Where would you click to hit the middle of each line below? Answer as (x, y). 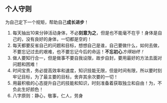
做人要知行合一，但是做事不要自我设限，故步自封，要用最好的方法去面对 (87, 58)
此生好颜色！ (30, 89)
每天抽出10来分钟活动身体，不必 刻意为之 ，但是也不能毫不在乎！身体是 (85, 33)
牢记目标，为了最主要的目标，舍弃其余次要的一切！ (65, 76)
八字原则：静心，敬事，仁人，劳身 (48, 95)
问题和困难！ (26, 64)
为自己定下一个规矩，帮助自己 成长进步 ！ (47, 22)
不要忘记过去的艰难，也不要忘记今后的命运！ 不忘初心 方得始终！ (78, 51)
